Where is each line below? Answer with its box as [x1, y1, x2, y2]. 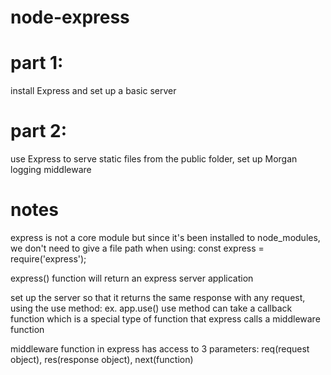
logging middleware [10, 164, 92, 176]
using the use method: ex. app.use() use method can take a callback [10, 302, 293, 314]
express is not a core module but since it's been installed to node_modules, [10, 232, 321, 243]
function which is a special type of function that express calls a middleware [10, 313, 321, 325]
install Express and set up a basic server [10, 85, 177, 97]
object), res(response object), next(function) [10, 354, 194, 365]
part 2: [10, 120, 68, 143]
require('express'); [10, 253, 87, 265]
